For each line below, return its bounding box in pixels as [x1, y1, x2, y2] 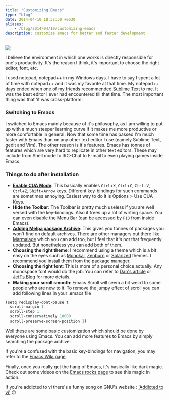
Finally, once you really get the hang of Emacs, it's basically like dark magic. [5, 363, 163, 370]
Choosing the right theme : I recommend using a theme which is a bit [12, 247, 157, 253]
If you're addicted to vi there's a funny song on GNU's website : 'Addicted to [5, 384, 164, 390]
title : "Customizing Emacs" [5, 7, 65, 13]
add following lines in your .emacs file [12, 290, 91, 296]
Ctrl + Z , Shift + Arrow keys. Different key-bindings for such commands [12, 188, 157, 194]
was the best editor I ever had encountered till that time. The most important [5, 91, 164, 97]
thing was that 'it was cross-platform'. [5, 97, 84, 102]
